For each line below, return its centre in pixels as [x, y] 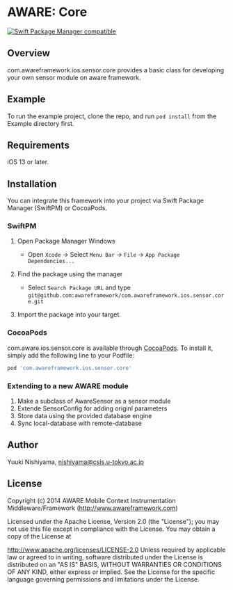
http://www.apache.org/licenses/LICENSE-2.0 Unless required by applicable [116, 550]
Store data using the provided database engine [85, 415]
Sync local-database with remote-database [80, 423]
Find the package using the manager [70, 274]
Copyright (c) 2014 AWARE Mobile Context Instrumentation [91, 500]
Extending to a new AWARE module [68, 385]
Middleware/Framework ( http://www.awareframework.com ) [93, 508]
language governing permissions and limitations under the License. [103, 579]
